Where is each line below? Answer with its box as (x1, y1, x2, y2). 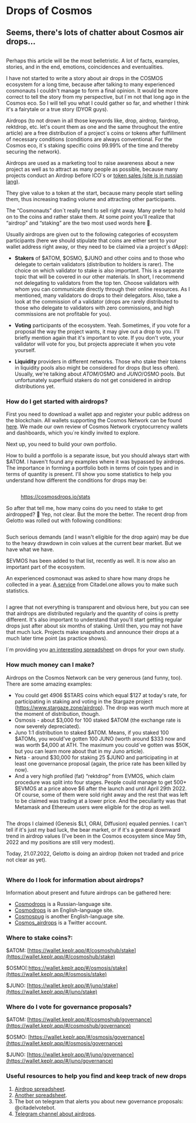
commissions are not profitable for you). (14, 311, 112, 317)
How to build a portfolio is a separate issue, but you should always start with (6, 452, 190, 459)
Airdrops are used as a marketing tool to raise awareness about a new (6, 160, 175, 166)
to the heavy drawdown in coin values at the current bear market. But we (6, 540, 182, 547)
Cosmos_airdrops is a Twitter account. (14, 919, 107, 926)
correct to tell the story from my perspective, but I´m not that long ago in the (6, 94, 190, 100)
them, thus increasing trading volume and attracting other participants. (6, 196, 177, 202)
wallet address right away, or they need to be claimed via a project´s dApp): (6, 243, 188, 250)
